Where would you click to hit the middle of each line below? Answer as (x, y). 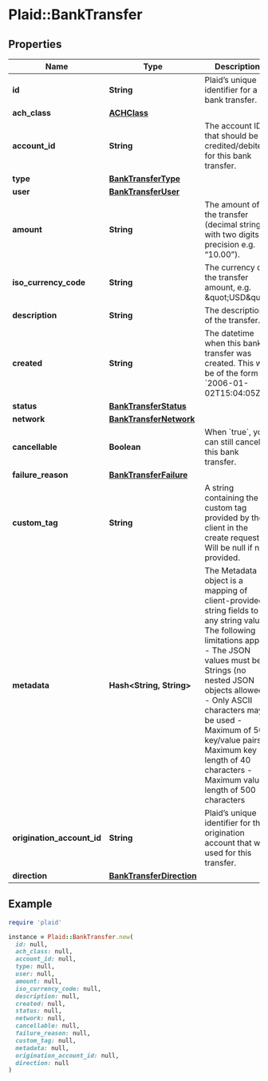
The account (229, 126)
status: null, (39, 1011)
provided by (227, 518)
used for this (228, 853)
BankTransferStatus (148, 406)
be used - (223, 720)
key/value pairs (233, 740)
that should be (232, 136)
